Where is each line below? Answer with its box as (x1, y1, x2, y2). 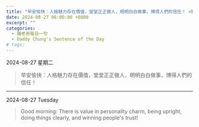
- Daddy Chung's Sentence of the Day (11, 36, 105, 42)
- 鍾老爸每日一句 (11, 31, 48, 37)
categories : (6, 25, 36, 31)
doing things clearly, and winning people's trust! (20, 114, 139, 121)
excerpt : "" (6, 20, 36, 26)
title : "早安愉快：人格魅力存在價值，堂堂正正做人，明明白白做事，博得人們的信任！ (6, 8, 187, 15)
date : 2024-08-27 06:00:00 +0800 (6, 14, 89, 20)
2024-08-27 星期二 (6, 59, 54, 66)
